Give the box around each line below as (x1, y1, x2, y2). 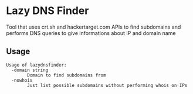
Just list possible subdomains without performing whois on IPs (27, 82, 188, 88)
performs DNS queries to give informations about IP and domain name (6, 29, 176, 36)
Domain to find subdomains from (27, 72, 107, 78)
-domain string (11, 67, 49, 73)
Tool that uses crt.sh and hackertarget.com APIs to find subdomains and (6, 23, 181, 30)
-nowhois (11, 77, 33, 83)
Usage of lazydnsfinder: (6, 62, 67, 68)
